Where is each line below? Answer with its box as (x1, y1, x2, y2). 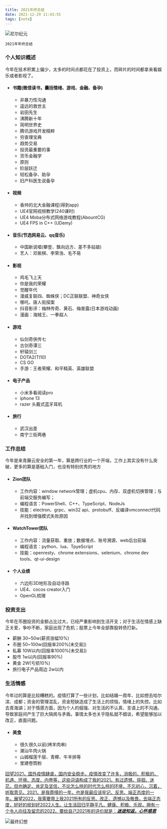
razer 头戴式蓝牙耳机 (19, 401, 63, 407)
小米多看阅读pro (19, 389, 53, 395)
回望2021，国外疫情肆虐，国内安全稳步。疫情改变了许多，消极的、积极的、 (5, 770, 159, 776)
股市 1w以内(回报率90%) (12, 654, 63, 660)
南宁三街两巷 (19, 432, 46, 438)
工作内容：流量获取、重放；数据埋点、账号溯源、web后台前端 (19, 537, 147, 543)
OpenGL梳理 (19, 593, 46, 598)
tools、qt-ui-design (19, 555, 60, 562)
